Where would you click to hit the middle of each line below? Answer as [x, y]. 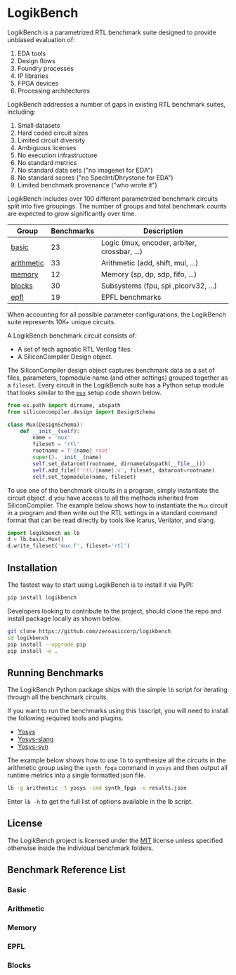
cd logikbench [28, 638]
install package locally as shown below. [64, 618]
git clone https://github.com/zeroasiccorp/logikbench [89, 631]
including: [22, 112]
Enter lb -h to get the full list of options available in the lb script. [100, 802]
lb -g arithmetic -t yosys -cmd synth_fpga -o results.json [97, 788]
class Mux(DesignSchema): [45, 425]
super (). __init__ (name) [67, 458]
